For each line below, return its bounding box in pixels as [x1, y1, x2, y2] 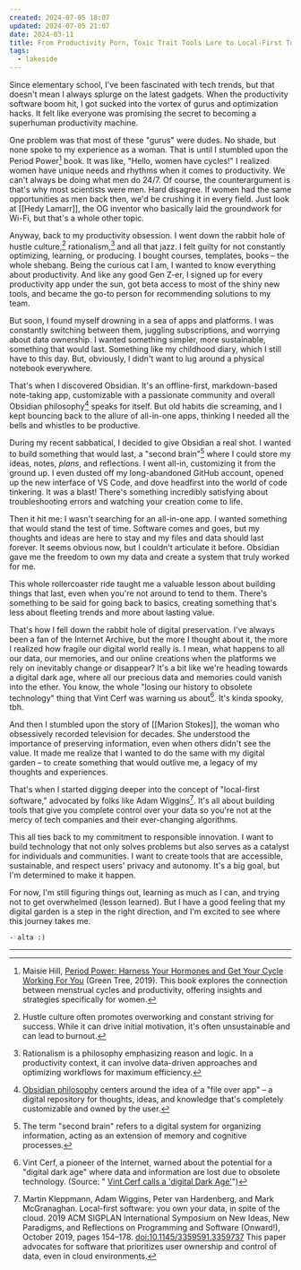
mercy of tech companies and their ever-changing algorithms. [9, 814, 238, 825]
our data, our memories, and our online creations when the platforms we [9, 652, 277, 663]
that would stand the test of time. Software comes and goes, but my [9, 523, 260, 533]
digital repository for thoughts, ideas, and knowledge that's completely [21, 1093, 284, 1104]
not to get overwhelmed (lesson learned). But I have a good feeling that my [9, 896, 286, 907]
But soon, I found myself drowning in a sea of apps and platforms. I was [9, 315, 275, 326]
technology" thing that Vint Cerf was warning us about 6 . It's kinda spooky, [9, 691, 284, 704]
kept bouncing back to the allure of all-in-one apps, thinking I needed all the [9, 410, 289, 421]
